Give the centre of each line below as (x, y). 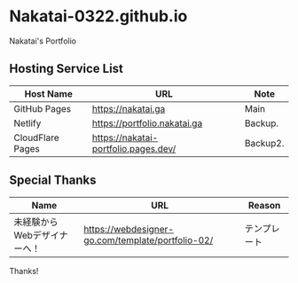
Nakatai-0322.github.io (98, 16)
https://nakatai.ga (129, 108)
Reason (264, 205)
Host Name (48, 93)
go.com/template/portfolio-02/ (149, 240)
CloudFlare (36, 138)
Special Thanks (53, 181)
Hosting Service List (67, 69)
